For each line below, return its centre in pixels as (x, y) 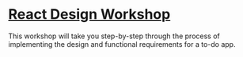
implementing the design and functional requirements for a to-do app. (122, 44)
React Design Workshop (89, 14)
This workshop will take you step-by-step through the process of (114, 36)
